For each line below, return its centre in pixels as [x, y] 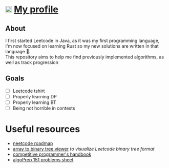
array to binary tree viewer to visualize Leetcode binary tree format [83, 149]
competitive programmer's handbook [52, 154]
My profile [36, 9]
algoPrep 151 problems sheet [43, 160]
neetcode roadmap [33, 143]
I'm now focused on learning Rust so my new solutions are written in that [82, 46]
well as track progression [32, 62]
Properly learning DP [35, 96]
